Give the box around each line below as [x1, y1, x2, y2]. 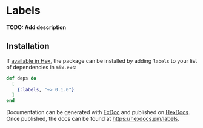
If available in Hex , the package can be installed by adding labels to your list [6, 57, 198, 64]
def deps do [6, 75, 36, 82]
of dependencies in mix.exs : [6, 63, 77, 71]
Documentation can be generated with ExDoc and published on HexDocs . [6, 109, 190, 116]
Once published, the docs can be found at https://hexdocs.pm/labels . [6, 115, 180, 123]
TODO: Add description [6, 24, 67, 31]
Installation [6, 41, 50, 51]
